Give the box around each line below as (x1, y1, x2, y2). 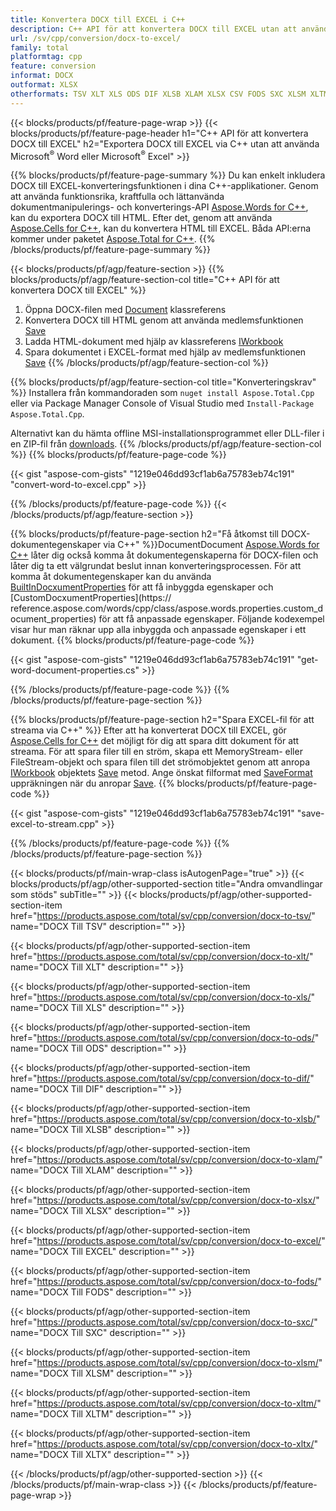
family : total (10, 42, 70, 53)
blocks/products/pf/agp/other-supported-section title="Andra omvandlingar (10, 878, 323, 890)
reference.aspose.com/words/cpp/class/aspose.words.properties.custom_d (10, 602, 324, 615)
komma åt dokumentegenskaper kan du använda (10, 571, 212, 583)
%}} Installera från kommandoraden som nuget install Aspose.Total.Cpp (10, 387, 315, 399)
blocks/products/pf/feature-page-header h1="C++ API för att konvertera (10, 127, 309, 139)
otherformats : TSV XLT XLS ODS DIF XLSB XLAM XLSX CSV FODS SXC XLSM (10, 89, 307, 99)
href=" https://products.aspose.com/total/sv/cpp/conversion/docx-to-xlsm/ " (10, 1357, 323, 1369)
